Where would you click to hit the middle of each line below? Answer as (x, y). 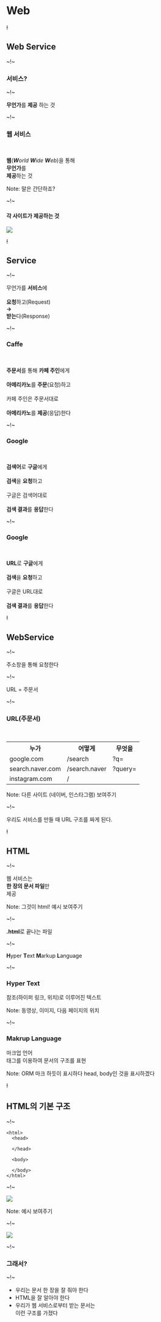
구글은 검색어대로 (27, 495)
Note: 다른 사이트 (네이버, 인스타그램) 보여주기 (62, 795)
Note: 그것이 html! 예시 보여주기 (45, 907)
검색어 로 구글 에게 (27, 466)
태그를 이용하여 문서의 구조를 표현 (46, 1060)
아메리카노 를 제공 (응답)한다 (39, 413)
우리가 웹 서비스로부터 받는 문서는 (55, 1305)
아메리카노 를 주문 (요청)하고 (39, 384)
